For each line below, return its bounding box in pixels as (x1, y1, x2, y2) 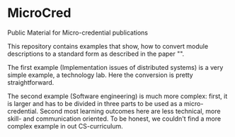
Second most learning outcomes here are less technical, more (40, 107, 221, 115)
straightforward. (7, 78, 55, 86)
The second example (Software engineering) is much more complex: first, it (7, 92, 228, 100)
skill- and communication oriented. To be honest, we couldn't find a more (7, 114, 222, 123)
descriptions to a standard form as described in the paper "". (7, 49, 185, 58)
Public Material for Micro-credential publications (7, 28, 149, 37)
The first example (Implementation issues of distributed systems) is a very (7, 63, 224, 71)
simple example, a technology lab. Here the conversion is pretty (7, 71, 193, 79)
